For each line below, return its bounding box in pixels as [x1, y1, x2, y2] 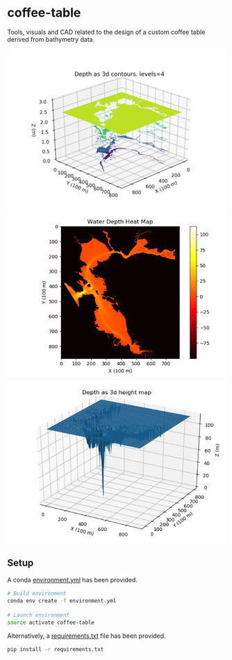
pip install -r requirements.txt [7, 646, 104, 653]
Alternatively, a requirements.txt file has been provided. [7, 632, 166, 640]
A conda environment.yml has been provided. [7, 575, 138, 584]
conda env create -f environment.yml [7, 597, 117, 604]
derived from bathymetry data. [7, 35, 95, 43]
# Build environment [7, 590, 67, 597]
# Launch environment [7, 612, 70, 619]
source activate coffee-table [7, 619, 95, 626]
